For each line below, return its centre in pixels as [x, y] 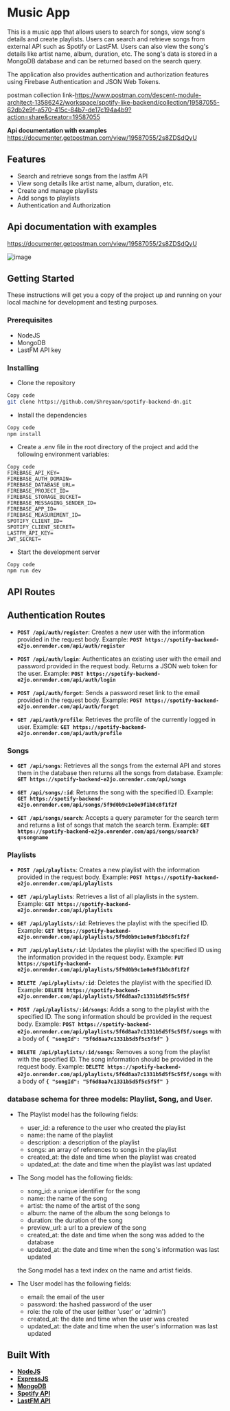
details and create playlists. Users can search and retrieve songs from [106, 39]
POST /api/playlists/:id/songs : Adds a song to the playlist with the [113, 1009]
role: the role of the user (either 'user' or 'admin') [96, 1311]
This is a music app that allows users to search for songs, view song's [106, 32]
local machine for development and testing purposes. [83, 302]
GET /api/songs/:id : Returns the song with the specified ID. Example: [115, 792]
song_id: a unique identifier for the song [84, 1191]
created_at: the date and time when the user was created [108, 1319]
